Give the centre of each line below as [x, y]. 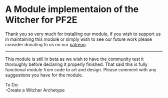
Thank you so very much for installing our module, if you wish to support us [83, 34]
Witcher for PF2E [41, 20]
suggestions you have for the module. [44, 75]
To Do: [12, 84]
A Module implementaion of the [72, 9]
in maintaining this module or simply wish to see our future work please [79, 39]
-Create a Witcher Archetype [35, 90]
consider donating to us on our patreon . [46, 44]
